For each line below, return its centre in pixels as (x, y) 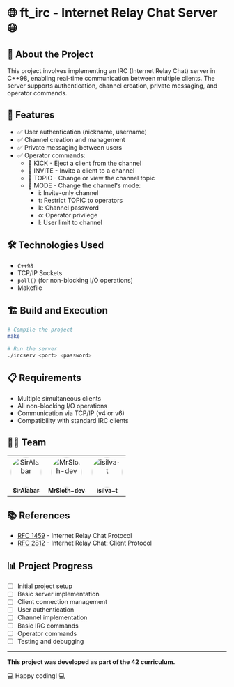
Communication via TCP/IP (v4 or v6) (71, 413)
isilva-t (107, 491)
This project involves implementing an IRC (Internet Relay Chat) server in (111, 71)
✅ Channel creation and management (71, 139)
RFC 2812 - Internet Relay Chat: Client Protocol (84, 543)
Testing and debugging (50, 641)
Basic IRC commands (48, 626)
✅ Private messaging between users (70, 147)
